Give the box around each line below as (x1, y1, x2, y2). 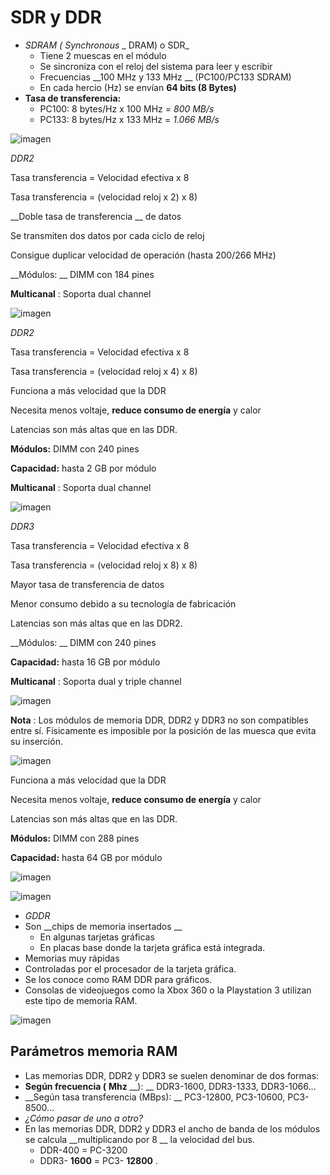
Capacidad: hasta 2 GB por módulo (10, 462, 157, 474)
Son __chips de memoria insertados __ (24, 920, 183, 932)
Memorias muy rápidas (24, 952, 120, 964)
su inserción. (10, 735, 63, 747)
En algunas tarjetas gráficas (39, 931, 155, 943)
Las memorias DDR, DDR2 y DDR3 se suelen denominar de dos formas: (24, 1069, 320, 1081)
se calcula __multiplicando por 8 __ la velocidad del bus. (24, 1133, 255, 1145)
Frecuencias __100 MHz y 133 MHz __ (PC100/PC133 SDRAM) (39, 71, 292, 83)
